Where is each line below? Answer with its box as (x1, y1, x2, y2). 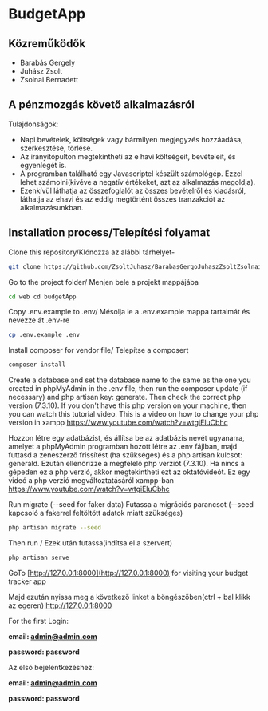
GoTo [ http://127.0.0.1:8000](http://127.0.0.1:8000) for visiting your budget (8, 568, 249, 577)
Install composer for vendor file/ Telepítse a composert (8, 346, 189, 355)
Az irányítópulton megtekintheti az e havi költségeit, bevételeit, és (19, 151, 236, 161)
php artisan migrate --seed (8, 524, 102, 532)
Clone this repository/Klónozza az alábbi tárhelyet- (8, 247, 175, 257)
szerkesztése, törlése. (19, 143, 93, 153)
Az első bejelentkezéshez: (8, 662, 94, 672)
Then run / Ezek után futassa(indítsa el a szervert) (8, 538, 173, 548)
